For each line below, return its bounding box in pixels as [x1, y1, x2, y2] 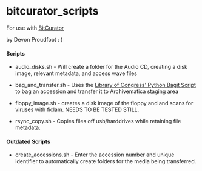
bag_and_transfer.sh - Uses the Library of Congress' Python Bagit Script [15, 82, 196, 89]
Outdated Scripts [6, 138, 50, 145]
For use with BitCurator [6, 24, 64, 31]
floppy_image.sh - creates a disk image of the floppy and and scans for [15, 100, 194, 107]
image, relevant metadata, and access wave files [15, 69, 138, 77]
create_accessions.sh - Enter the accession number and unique [15, 151, 175, 158]
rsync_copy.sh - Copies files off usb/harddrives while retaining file [15, 118, 181, 125]
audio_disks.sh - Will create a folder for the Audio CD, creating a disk [15, 63, 188, 71]
